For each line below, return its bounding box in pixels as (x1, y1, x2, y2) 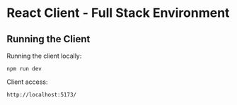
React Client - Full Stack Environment (6, 5, 230, 21)
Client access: (6, 78, 48, 86)
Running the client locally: (6, 51, 82, 60)
